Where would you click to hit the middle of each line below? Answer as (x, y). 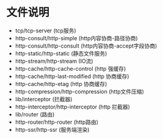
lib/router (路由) (35, 114)
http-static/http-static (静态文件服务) (61, 53)
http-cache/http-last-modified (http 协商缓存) (72, 76)
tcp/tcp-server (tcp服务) (45, 30)
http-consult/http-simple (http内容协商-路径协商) (77, 38)
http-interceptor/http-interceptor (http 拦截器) (72, 107)
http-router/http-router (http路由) (57, 122)
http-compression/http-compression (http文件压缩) (80, 91)
